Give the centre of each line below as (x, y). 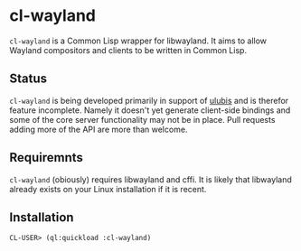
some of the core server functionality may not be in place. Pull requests (142, 119)
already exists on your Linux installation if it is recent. (108, 189)
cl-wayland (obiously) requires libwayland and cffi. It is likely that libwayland (150, 179)
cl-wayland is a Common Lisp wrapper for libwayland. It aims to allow (138, 41)
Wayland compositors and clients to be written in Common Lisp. (128, 50)
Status (28, 79)
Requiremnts (47, 158)
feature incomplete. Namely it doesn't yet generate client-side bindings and (150, 110)
